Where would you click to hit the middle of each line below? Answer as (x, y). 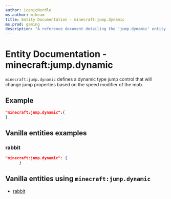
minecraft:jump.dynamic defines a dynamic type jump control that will (79, 79)
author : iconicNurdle (28, 10)
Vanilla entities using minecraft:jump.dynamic (78, 179)
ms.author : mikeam (25, 15)
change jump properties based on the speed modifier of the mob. (74, 85)
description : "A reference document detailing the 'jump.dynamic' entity (86, 29)
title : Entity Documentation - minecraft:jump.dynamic (65, 19)
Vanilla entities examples (46, 133)
